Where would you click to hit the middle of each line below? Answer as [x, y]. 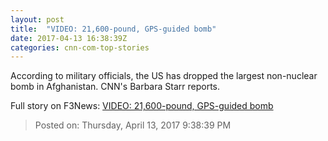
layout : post [37, 19]
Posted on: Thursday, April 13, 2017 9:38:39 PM [133, 125]
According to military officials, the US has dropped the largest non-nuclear [164, 76]
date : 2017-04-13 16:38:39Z [69, 38]
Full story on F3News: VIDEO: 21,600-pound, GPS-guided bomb [142, 106]
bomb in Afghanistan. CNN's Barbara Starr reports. [115, 87]
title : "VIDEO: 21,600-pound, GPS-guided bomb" [113, 29]
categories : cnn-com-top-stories [80, 47]
